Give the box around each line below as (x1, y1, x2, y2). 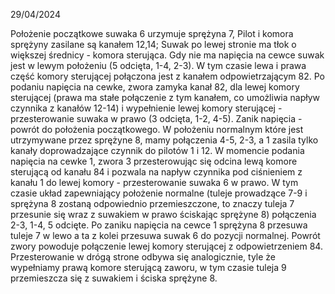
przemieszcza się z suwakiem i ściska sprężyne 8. (10, 272, 218, 284)
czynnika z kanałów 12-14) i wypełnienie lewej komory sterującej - (10, 102, 283, 114)
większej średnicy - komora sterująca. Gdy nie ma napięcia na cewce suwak (10, 49, 325, 61)
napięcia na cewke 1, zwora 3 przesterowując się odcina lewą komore (10, 155, 298, 167)
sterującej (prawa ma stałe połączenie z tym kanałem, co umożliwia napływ (10, 92, 321, 103)
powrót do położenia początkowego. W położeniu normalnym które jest (10, 124, 304, 135)
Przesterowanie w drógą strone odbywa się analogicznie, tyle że (10, 251, 277, 263)
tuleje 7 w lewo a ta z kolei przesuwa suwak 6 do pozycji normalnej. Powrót (10, 230, 321, 241)
